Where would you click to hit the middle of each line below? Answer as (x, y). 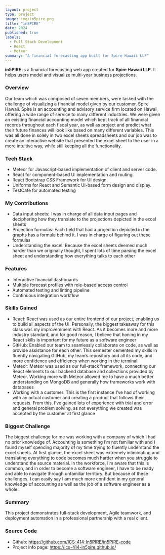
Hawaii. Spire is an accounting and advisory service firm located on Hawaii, (82, 109)
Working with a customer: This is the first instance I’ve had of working (83, 392)
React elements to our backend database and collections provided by (83, 371)
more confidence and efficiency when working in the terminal (75, 361)
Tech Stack (19, 159)
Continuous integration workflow (45, 295)
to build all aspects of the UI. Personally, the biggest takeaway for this (83, 324)
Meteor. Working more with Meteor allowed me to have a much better (83, 377)
